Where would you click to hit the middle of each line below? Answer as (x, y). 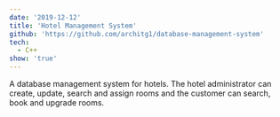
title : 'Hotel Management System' (73, 26)
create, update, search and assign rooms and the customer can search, (140, 93)
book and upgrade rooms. (57, 102)
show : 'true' (33, 58)
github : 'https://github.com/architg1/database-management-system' (137, 34)
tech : (19, 42)
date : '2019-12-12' (45, 17)
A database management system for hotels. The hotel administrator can (140, 84)
